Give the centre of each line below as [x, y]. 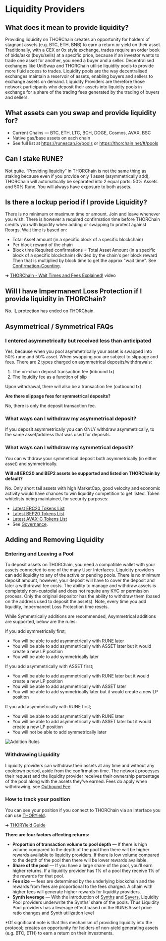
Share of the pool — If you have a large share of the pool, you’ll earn [82, 865]
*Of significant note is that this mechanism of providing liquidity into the [79, 922]
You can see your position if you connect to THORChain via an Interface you [83, 810]
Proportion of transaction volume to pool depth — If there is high [80, 844]
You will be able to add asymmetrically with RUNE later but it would [81, 676]
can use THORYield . [26, 815]
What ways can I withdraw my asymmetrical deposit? [71, 418]
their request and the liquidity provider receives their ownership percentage [82, 776]
